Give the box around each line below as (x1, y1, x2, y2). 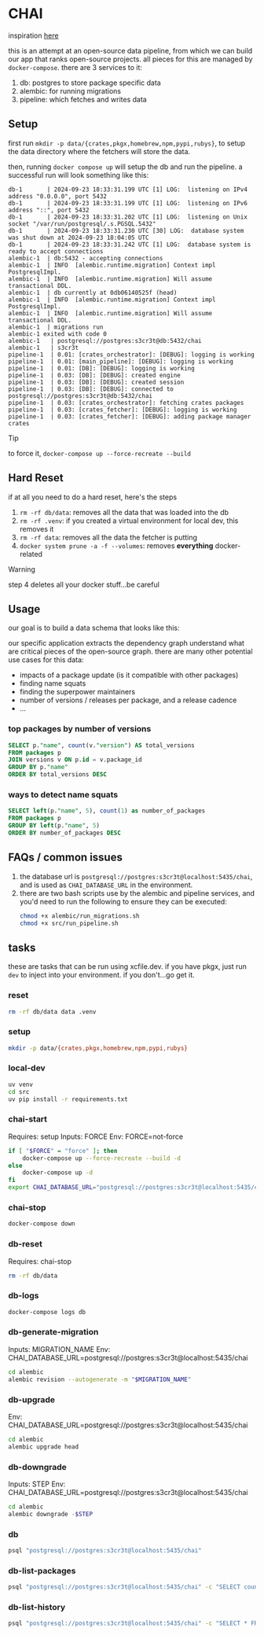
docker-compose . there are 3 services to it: (8, 62, 143, 72)
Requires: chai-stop (8, 1256, 72, 1266)
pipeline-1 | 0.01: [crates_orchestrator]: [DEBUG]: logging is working (8, 351, 255, 359)
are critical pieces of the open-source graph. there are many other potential (8, 646, 253, 657)
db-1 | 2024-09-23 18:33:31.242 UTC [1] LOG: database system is (8, 241, 251, 249)
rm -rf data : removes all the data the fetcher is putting (19, 532, 198, 542)
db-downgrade (8, 1461, 67, 1472)
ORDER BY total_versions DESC (8, 771, 108, 779)
